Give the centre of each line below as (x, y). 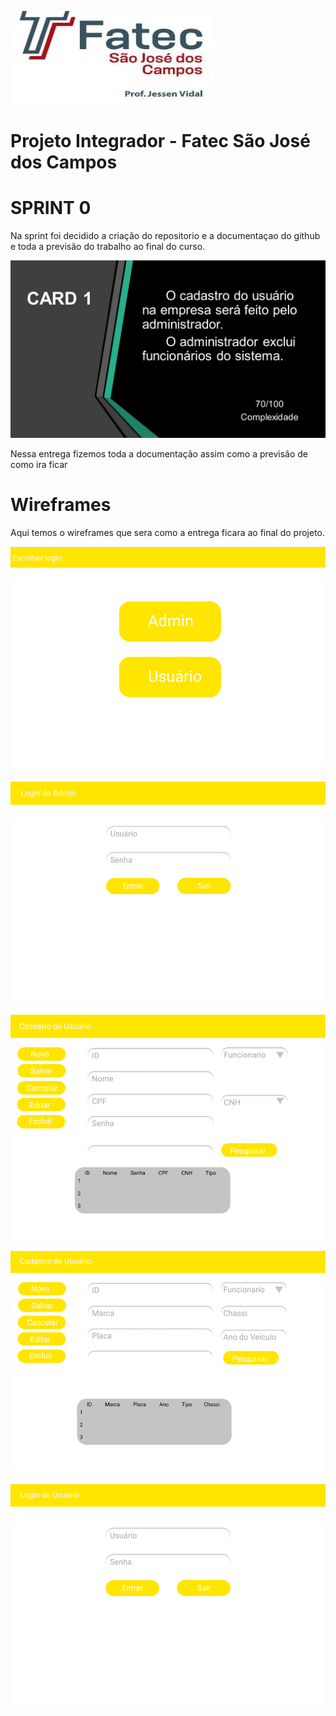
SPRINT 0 (51, 208)
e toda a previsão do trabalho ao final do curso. (108, 247)
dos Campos (64, 162)
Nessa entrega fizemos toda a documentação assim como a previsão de (159, 453)
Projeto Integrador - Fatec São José (160, 141)
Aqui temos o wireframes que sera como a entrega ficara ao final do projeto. (168, 532)
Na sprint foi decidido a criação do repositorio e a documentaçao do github (165, 236)
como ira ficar (39, 464)
